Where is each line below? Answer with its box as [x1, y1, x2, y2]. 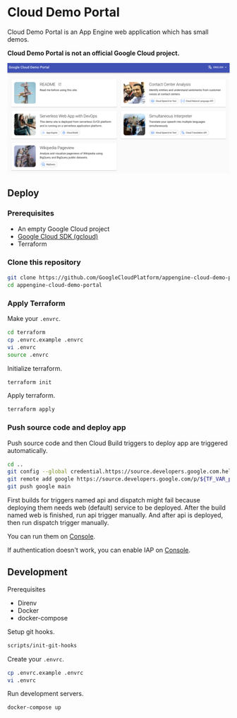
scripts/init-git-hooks [7, 642, 78, 649]
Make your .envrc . [7, 314, 61, 322]
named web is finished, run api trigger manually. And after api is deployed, [7, 511, 224, 519]
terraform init [7, 379, 52, 386]
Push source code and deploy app [7, 423, 126, 432]
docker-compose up [7, 704, 61, 711]
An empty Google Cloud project [17, 224, 110, 233]
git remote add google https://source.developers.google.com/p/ [7, 476, 200, 483]
